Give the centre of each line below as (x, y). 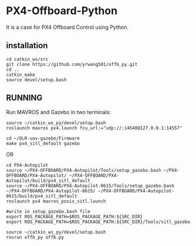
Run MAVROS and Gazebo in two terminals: (59, 112)
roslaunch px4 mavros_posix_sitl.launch (56, 201)
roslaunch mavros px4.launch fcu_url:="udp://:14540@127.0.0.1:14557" (94, 128)
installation (27, 46)
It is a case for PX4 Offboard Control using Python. (67, 27)
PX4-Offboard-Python (62, 11)
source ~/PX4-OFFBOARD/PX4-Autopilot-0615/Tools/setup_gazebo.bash (90, 186)
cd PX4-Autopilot (27, 165)
